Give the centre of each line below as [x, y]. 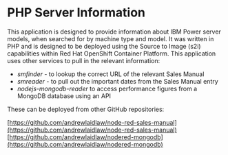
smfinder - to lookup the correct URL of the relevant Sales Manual [111, 74]
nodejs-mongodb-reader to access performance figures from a [107, 88]
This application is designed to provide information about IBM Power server [114, 32]
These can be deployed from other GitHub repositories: [86, 109]
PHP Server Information [76, 13]
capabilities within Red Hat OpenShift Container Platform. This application [112, 53]
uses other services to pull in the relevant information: [84, 60]
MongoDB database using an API [64, 96]
